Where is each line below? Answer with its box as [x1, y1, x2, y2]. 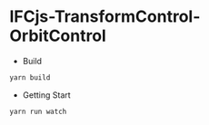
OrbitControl [9, 25, 106, 46]
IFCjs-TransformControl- [9, 6, 201, 27]
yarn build [9, 72, 51, 82]
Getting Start [22, 89, 71, 101]
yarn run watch [9, 107, 67, 116]
